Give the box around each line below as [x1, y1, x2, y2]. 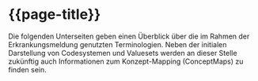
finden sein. [8, 64, 47, 74]
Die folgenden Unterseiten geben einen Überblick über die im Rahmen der [8, 31, 250, 41]
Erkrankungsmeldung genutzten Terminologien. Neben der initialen [8, 39, 227, 49]
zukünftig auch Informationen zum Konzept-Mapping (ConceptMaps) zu [8, 57, 244, 66]
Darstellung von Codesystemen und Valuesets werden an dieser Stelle [8, 48, 237, 57]
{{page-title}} [8, 6, 101, 24]
